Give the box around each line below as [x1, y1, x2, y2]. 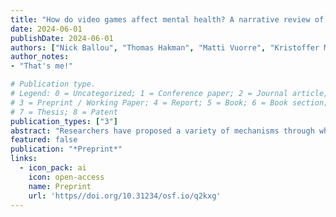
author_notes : [10, 52, 70, 62]
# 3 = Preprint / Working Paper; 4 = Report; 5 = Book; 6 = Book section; [10, 97, 329, 108]
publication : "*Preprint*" [10, 144, 123, 155]
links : [10, 154, 38, 164]
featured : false [10, 135, 78, 145]
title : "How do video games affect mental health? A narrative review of [10, 14, 325, 25]
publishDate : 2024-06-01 [10, 33, 114, 43]
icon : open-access [28, 172, 105, 182]
